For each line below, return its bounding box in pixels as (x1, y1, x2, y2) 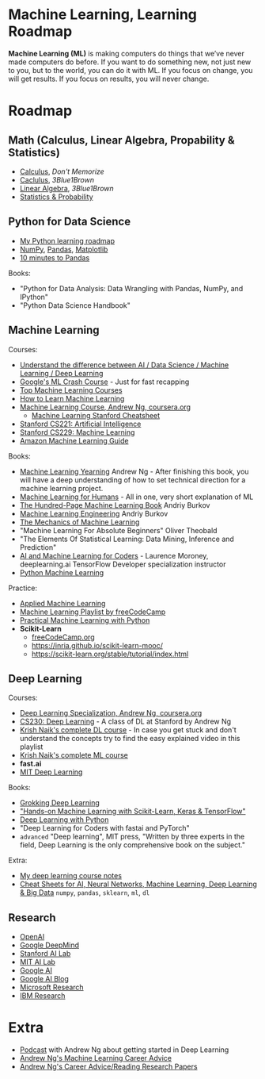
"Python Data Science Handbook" (19, 300, 131, 310)
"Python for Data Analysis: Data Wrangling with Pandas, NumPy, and (19, 283, 244, 293)
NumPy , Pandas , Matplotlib (19, 244, 108, 254)
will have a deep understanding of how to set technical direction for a (19, 474, 246, 485)
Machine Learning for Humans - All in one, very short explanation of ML (19, 492, 254, 501)
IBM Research (19, 991, 66, 1000)
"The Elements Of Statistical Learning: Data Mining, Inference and (19, 534, 235, 543)
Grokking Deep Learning (19, 798, 100, 808)
